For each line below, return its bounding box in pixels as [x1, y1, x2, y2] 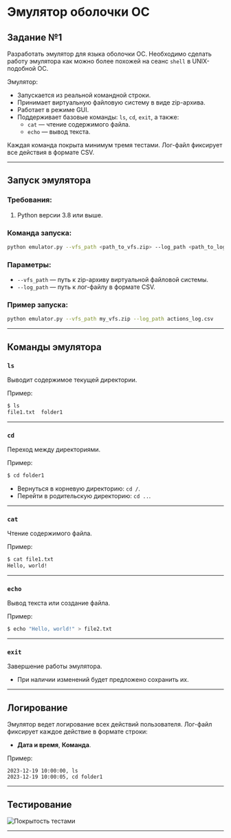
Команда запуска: [7, 228, 72, 237]
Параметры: [7, 259, 52, 269]
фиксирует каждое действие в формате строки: [7, 727, 148, 736]
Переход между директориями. [7, 445, 101, 454]
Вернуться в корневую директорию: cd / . [16, 484, 141, 493]
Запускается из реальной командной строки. [16, 91, 151, 99]
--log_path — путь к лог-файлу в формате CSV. [16, 283, 156, 291]
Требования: [7, 195, 53, 205]
